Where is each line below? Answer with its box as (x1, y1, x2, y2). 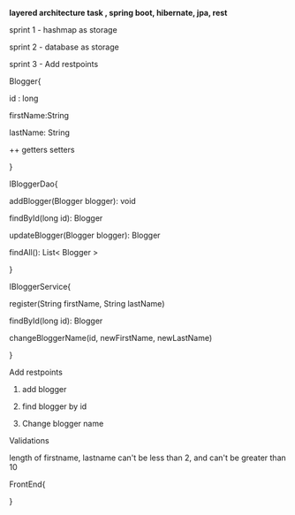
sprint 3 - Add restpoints (9, 59, 99, 69)
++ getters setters (9, 145, 75, 155)
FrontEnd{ (9, 479, 46, 489)
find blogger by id (21, 401, 87, 412)
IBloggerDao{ (9, 178, 58, 189)
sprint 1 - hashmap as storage (9, 25, 117, 34)
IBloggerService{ (9, 282, 72, 292)
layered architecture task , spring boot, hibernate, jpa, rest (9, 8, 228, 18)
